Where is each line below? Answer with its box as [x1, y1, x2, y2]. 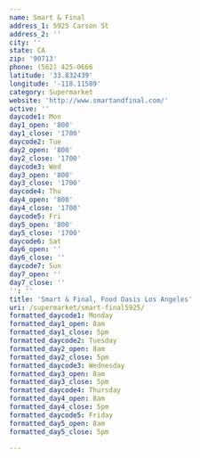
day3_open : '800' [9, 170, 74, 179]
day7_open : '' [9, 270, 62, 279]
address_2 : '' [9, 29, 62, 38]
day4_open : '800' [9, 195, 74, 205]
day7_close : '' [9, 278, 66, 287]
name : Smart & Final [9, 12, 86, 22]
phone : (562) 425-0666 [9, 63, 93, 72]
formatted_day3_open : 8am [9, 369, 105, 379]
